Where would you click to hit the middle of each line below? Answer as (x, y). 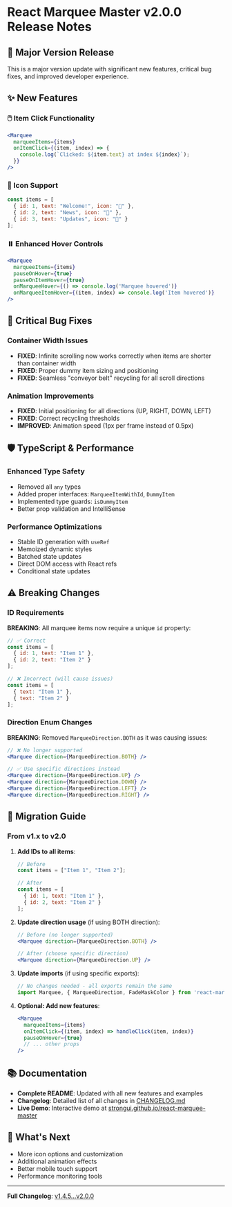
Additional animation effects (57, 1161)
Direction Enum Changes (50, 722)
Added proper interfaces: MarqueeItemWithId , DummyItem (96, 494)
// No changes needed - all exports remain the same (95, 986)
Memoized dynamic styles (55, 549)
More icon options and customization (70, 1154)
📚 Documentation (47, 1073)
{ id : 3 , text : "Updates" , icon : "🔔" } (71, 219)
